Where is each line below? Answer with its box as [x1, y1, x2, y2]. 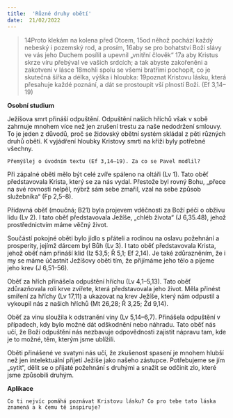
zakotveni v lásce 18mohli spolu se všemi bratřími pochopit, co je [24, 65, 211, 74]
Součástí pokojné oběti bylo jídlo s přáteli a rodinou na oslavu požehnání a [7, 234, 220, 242]
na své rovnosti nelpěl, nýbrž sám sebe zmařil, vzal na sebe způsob [7, 185, 202, 193]
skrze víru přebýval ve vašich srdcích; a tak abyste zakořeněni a [24, 58, 208, 66]
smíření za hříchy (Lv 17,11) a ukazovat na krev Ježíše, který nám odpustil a [7, 292, 220, 300]
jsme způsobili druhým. [7, 371, 74, 379]
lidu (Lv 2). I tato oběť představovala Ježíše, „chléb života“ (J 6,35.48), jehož [7, 213, 226, 222]
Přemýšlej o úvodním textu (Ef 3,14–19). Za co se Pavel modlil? [7, 157, 200, 164]
